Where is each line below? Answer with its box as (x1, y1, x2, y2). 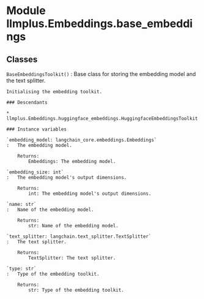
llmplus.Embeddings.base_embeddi (6, 17, 193, 31)
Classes (6, 54, 38, 64)
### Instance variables (6, 126, 67, 132)
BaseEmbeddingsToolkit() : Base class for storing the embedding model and (6, 70, 197, 77)
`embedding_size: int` (6, 169, 64, 175)
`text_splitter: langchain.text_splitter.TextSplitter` (6, 233, 151, 240)
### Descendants (6, 99, 48, 105)
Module (6, 4, 46, 18)
